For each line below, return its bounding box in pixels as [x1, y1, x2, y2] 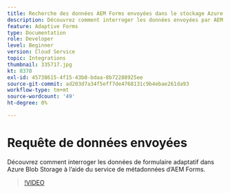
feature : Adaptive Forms [7, 23, 79, 30]
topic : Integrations [7, 55, 67, 62]
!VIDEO [23, 178, 45, 186]
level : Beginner [7, 42, 54, 49]
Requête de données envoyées [7, 135, 188, 151]
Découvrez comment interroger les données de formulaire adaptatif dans [7, 157, 215, 166]
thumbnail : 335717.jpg [7, 61, 72, 68]
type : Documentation [7, 29, 67, 36]
